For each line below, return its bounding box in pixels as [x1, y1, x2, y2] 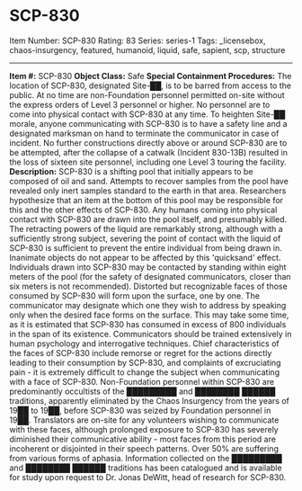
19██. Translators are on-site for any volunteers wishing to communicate [9, 415, 280, 425]
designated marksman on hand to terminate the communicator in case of [9, 128, 280, 138]
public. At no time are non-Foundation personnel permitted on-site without [9, 89, 285, 100]
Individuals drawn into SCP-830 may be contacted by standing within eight [9, 262, 287, 272]
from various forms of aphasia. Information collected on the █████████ [9, 452, 282, 463]
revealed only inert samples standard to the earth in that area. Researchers [9, 185, 287, 196]
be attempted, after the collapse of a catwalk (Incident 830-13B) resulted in [9, 147, 288, 157]
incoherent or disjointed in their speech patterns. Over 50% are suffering [9, 442, 279, 454]
